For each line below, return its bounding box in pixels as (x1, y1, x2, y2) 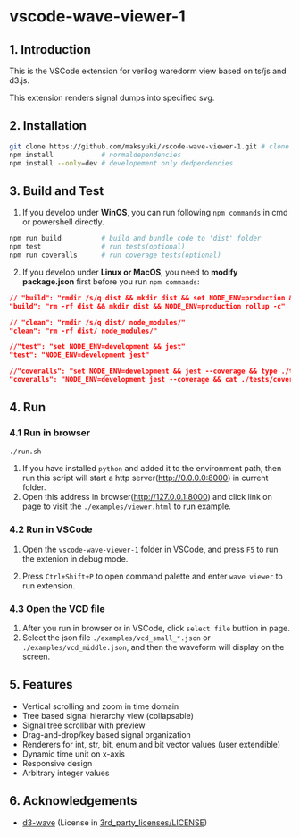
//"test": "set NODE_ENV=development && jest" (9, 342, 186, 351)
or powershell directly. (21, 216, 104, 227)
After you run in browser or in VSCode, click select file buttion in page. (21, 623, 290, 634)
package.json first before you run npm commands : (21, 275, 200, 287)
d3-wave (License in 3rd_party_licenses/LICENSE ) (21, 816, 208, 828)
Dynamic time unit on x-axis (21, 748, 125, 759)
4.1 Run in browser (9, 427, 91, 439)
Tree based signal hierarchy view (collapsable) (21, 710, 195, 721)
